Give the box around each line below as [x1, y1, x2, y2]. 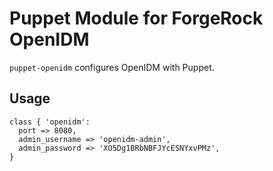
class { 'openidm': [9, 117, 91, 127]
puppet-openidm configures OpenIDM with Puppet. [9, 61, 215, 73]
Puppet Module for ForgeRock [9, 7, 264, 30]
